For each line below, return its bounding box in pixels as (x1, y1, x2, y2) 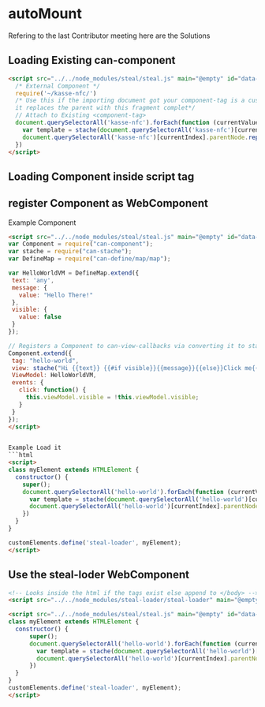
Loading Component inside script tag (8, 170, 195, 183)
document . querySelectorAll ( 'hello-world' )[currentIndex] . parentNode (28, 503, 259, 511)
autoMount (8, 5, 83, 23)
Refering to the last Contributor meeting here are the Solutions (8, 31, 211, 40)
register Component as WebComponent (8, 196, 209, 210)
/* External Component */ (15, 82, 101, 90)
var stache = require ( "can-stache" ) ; (8, 248, 132, 256)
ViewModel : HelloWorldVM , (11, 372, 97, 380)
